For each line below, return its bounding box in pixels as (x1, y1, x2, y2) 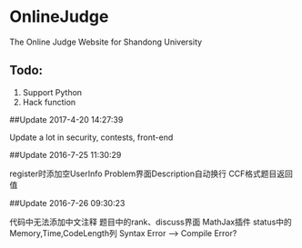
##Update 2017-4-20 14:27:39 (9, 114, 124, 124)
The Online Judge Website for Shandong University (9, 36, 203, 47)
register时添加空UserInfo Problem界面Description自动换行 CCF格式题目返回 (9, 168, 294, 179)
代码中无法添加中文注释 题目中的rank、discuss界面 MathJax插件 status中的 (9, 216, 293, 227)
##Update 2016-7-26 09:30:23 (9, 197, 126, 208)
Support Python (22, 86, 83, 97)
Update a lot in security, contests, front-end (9, 132, 174, 143)
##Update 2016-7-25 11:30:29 (9, 149, 122, 160)
